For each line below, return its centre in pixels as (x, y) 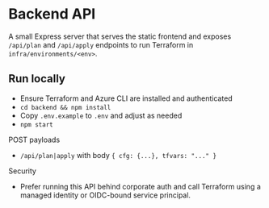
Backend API (52, 14)
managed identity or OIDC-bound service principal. (105, 195)
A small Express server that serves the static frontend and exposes (120, 36)
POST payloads (34, 139)
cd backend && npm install (65, 107)
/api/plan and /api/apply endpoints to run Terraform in (101, 44)
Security (22, 171)
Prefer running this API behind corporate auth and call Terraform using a (140, 186)
